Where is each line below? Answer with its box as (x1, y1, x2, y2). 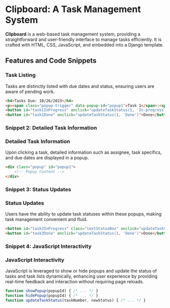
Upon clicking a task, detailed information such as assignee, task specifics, (5, 149, 162, 155)
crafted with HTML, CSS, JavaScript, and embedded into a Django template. (5, 41, 164, 48)
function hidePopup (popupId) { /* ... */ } (5, 293, 99, 298)
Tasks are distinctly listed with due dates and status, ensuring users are (5, 83, 154, 89)
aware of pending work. (5, 89, 55, 95)
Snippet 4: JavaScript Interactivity (5, 243, 92, 250)
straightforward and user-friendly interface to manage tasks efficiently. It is (5, 36, 162, 42)
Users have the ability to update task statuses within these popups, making (5, 211, 162, 217)
